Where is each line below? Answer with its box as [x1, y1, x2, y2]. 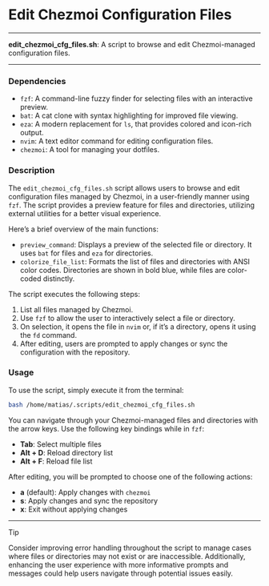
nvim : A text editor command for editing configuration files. [19, 136, 214, 146]
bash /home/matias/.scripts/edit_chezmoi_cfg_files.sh [8, 400, 195, 409]
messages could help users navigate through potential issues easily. [8, 568, 234, 578]
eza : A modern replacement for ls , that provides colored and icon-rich [19, 119, 252, 129]
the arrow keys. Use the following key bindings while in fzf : [8, 423, 205, 433]
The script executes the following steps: [8, 289, 140, 299]
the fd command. [19, 330, 78, 339]
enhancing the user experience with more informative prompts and [8, 560, 229, 569]
